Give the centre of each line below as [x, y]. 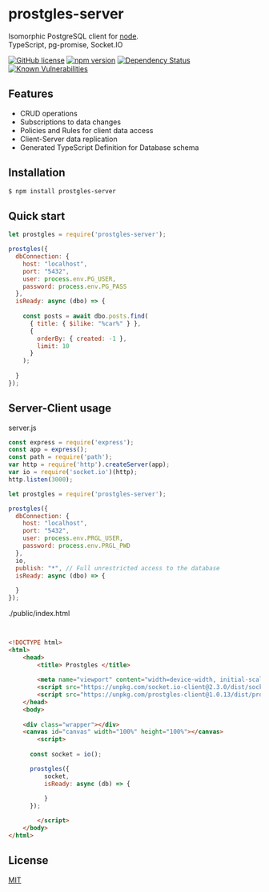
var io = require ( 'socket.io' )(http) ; [73, 472]
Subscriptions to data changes [70, 122]
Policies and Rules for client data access [86, 130]
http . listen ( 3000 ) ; [41, 479]
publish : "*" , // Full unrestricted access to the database [118, 568]
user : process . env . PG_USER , [69, 279]
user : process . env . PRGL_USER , [73, 538]
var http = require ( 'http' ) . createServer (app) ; [89, 465]
